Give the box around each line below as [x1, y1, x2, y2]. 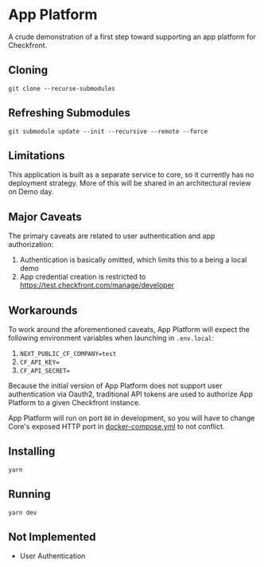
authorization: [8, 240, 54, 249]
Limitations [8, 149, 65, 162]
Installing [8, 444, 56, 459]
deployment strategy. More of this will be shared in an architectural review [8, 178, 251, 188]
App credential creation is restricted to [19, 272, 146, 282]
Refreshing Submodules [8, 106, 131, 120]
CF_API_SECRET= [19, 367, 71, 375]
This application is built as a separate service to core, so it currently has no [8, 170, 254, 180]
